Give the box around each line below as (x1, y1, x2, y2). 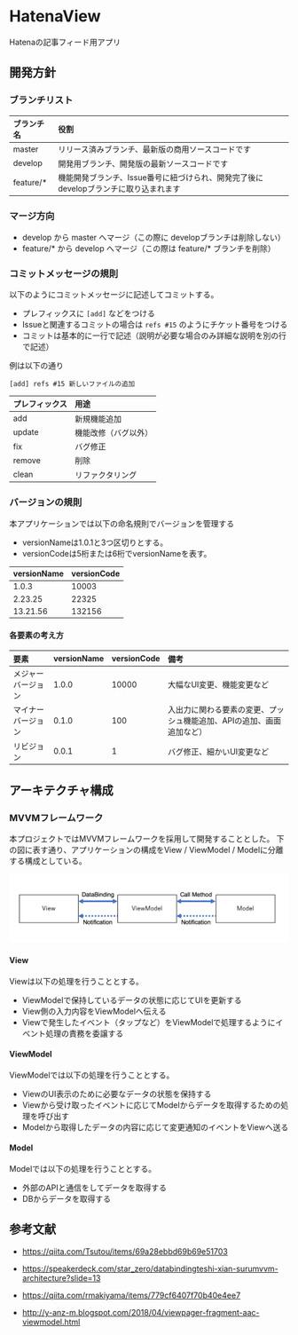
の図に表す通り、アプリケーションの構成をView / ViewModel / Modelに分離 (9, 844, 284, 855)
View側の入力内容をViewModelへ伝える (21, 1006, 167, 1016)
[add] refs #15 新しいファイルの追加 (9, 379, 136, 388)
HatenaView (9, 6, 101, 27)
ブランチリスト (9, 94, 74, 107)
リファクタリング (74, 469, 137, 480)
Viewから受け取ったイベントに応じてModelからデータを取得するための (21, 1099, 281, 1110)
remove (12, 454, 42, 465)
